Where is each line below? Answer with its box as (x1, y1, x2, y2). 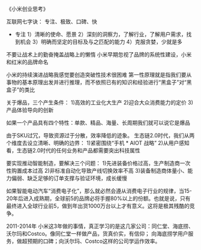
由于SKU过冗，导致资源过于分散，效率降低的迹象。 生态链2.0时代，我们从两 (6, 132, 195, 139)
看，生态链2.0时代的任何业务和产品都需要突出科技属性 (6, 147, 141, 154)
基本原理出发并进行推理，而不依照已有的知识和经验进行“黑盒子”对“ (22, 79, 187, 86)
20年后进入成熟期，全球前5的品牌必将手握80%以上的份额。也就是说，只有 (6, 195, 191, 202)
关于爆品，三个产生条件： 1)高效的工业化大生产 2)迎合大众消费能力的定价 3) (6, 99, 194, 106)
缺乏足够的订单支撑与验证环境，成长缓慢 (26, 174, 127, 182)
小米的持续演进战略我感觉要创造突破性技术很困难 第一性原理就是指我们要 (6, 71, 187, 78)
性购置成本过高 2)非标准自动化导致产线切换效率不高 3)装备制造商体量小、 (6, 167, 188, 174)
